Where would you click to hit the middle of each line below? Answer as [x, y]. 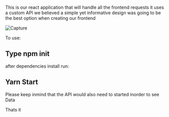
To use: [13, 38]
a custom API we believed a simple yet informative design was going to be [83, 13]
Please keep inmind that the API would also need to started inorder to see [82, 94]
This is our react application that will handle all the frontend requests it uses [85, 7]
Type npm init [27, 54]
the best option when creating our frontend [50, 18]
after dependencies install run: [37, 66]
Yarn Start [22, 82]
